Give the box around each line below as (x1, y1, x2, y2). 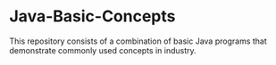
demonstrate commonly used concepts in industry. (9, 45, 197, 55)
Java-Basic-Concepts (9, 6, 176, 27)
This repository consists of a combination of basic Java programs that (9, 36, 268, 46)
